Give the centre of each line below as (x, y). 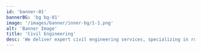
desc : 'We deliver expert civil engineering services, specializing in (97, 39)
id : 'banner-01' (26, 12)
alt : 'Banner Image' (32, 28)
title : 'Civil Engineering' (41, 34)
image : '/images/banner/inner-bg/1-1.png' (60, 23)
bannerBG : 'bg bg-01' (33, 17)
